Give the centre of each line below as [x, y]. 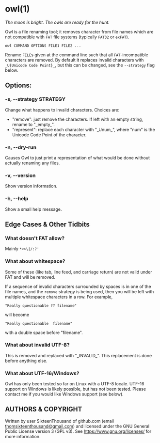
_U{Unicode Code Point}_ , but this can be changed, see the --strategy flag [80, 65]
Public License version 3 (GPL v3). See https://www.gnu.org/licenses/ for [78, 431]
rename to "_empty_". [33, 124]
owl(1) [17, 9]
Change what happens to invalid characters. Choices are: [62, 110]
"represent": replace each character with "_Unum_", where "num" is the [83, 129]
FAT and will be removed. [30, 277]
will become [17, 315]
